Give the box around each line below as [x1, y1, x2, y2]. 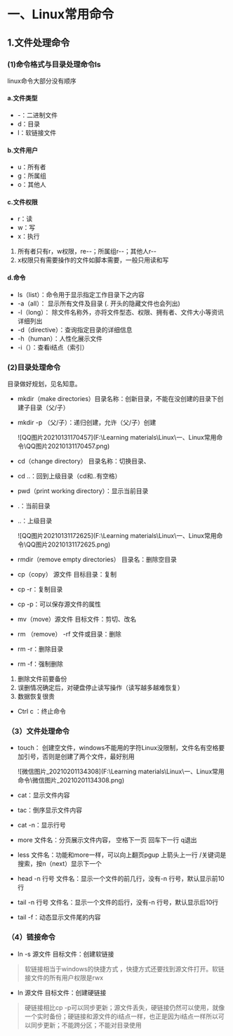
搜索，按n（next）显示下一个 [17, 860, 102, 868]
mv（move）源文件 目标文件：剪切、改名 [17, 615, 137, 623]
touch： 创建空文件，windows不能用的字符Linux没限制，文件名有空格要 [17, 744, 225, 752]
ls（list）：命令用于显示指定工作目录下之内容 [17, 290, 145, 299]
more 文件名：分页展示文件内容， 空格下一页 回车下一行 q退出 [17, 836, 197, 844]
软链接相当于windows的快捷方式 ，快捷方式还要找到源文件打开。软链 [24, 964, 225, 973]
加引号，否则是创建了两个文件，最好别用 [17, 752, 135, 761]
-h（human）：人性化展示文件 [17, 334, 103, 343]
